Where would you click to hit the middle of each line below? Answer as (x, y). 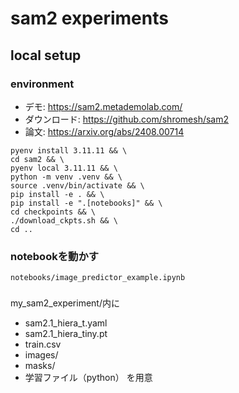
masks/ (40, 366)
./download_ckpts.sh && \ (64, 220)
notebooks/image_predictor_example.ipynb (98, 278)
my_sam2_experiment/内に (65, 303)
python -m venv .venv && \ (66, 177)
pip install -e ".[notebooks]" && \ (86, 203)
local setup (46, 55)
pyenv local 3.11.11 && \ (64, 168)
